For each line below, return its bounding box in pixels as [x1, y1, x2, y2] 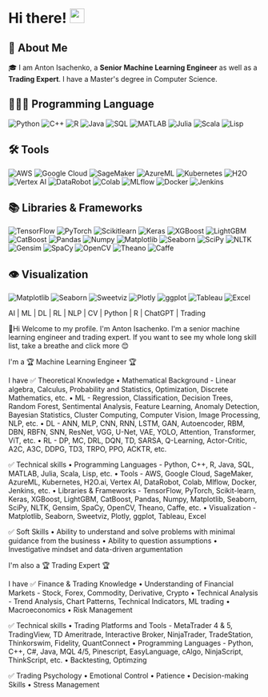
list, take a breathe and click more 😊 [8, 341, 130, 351]
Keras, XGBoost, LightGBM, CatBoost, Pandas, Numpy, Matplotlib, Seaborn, [8, 494, 258, 505]
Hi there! [8, 9, 67, 27]
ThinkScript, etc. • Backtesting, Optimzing [8, 655, 147, 665]
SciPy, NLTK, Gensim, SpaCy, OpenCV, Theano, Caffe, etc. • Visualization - [8, 503, 257, 513]
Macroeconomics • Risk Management [8, 606, 134, 615]
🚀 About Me [8, 41, 68, 55]
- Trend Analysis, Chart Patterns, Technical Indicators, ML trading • [8, 597, 230, 606]
